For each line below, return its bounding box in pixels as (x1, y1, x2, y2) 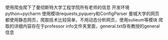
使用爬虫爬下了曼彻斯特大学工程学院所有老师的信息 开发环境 (5, 4, 129, 10)
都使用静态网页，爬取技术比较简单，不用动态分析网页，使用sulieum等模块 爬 (5, 17, 163, 22)
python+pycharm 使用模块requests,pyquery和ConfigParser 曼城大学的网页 (5, 10, 159, 16)
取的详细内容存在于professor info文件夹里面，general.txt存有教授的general (5, 23, 160, 29)
